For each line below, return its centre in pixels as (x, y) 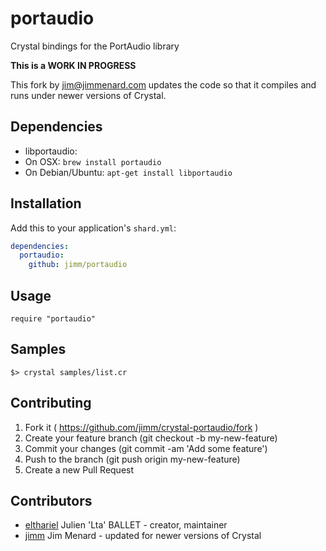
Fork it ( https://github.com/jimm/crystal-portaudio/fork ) (141, 427)
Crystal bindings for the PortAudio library (95, 46)
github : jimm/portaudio (78, 265)
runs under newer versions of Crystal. (88, 95)
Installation (46, 203)
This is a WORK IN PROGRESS (73, 65)
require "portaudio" (53, 319)
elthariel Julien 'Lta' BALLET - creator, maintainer (126, 525)
